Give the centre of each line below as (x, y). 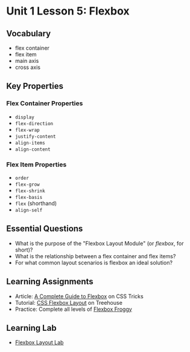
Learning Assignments (50, 282)
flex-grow (27, 184)
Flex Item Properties (36, 165)
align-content (33, 149)
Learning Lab (31, 328)
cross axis (28, 67)
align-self (29, 210)
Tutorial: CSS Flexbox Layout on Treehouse (68, 302)
